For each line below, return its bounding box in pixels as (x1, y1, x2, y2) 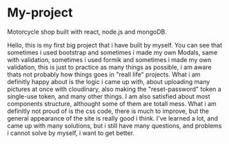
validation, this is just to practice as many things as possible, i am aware (7, 63, 212, 71)
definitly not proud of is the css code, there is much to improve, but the (7, 107, 209, 115)
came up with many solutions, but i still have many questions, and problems (7, 121, 222, 130)
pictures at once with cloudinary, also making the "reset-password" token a (7, 85, 222, 93)
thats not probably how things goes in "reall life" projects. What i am (7, 70, 201, 79)
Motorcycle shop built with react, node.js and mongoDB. (7, 28, 168, 36)
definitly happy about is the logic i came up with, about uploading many (7, 77, 210, 85)
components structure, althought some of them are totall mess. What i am (7, 99, 217, 107)
